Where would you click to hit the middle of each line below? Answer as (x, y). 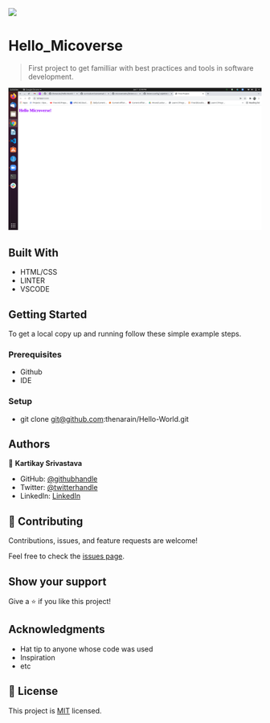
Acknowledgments (57, 629)
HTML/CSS (39, 272)
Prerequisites (35, 354)
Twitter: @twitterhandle (59, 488)
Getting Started (48, 315)
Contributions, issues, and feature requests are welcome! (103, 541)
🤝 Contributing (46, 521)
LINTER (33, 280)
